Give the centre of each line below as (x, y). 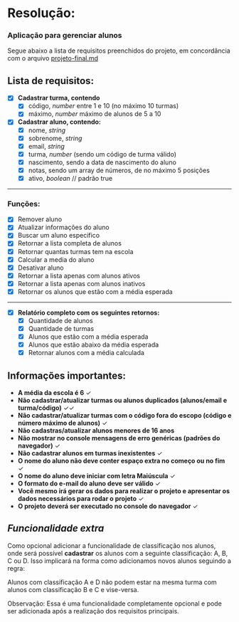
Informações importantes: (67, 375)
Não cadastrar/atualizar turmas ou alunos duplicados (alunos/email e (122, 401)
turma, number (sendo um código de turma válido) (102, 154)
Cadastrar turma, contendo (59, 98)
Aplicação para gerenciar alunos (65, 36)
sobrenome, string (55, 138)
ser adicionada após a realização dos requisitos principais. (93, 611)
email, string (47, 146)
